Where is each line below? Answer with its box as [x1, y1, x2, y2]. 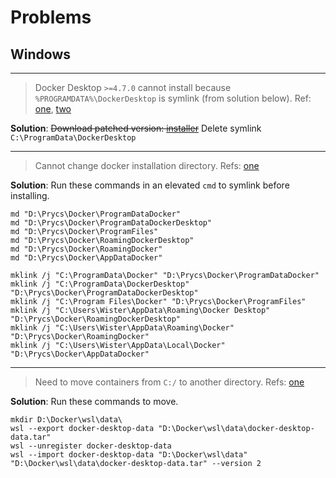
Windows [10, 46, 71, 63]
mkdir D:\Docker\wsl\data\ [10, 415, 123, 425]
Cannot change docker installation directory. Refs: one [34, 160, 260, 171]
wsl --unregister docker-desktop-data [10, 441, 172, 451]
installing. [10, 190, 50, 201]
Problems [10, 6, 92, 29]
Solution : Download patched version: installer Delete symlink [10, 122, 262, 134]
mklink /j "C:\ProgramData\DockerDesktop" [10, 279, 190, 289]
